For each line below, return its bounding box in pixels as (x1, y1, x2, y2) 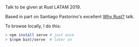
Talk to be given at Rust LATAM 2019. (5, 4, 81, 10)
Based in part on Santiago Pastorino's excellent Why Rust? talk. (5, 14, 135, 19)
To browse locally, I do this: (5, 23, 61, 29)
